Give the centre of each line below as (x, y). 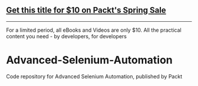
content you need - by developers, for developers (66, 36)
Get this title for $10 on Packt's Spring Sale (86, 10)
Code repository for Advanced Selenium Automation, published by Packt (94, 76)
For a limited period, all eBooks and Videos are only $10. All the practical (94, 30)
